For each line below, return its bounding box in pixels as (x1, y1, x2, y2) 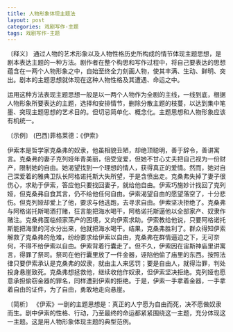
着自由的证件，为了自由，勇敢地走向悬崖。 (7, 285, 129, 294)
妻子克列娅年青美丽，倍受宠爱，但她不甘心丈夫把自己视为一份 (43, 155, 220, 164)
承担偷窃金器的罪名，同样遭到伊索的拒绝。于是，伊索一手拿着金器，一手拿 (12, 276, 226, 285)
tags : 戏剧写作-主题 (7, 29, 60, 37)
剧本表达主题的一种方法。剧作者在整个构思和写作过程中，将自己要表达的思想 (7, 58, 226, 67)
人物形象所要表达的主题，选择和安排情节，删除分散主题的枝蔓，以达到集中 (7, 99, 220, 108)
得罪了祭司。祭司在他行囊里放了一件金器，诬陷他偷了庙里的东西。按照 (19, 251, 220, 259)
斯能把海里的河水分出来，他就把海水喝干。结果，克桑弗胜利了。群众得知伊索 (7, 224, 226, 233)
